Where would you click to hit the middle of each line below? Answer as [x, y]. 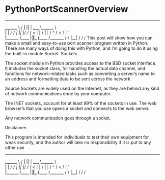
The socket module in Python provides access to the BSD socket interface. [81, 63]
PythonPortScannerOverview [67, 9]
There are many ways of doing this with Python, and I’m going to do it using [82, 48]
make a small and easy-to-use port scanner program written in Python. [77, 43]
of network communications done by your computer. [58, 93]
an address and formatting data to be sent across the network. [68, 79]
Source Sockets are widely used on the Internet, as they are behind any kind [82, 88]
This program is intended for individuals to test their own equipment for [77, 137]
